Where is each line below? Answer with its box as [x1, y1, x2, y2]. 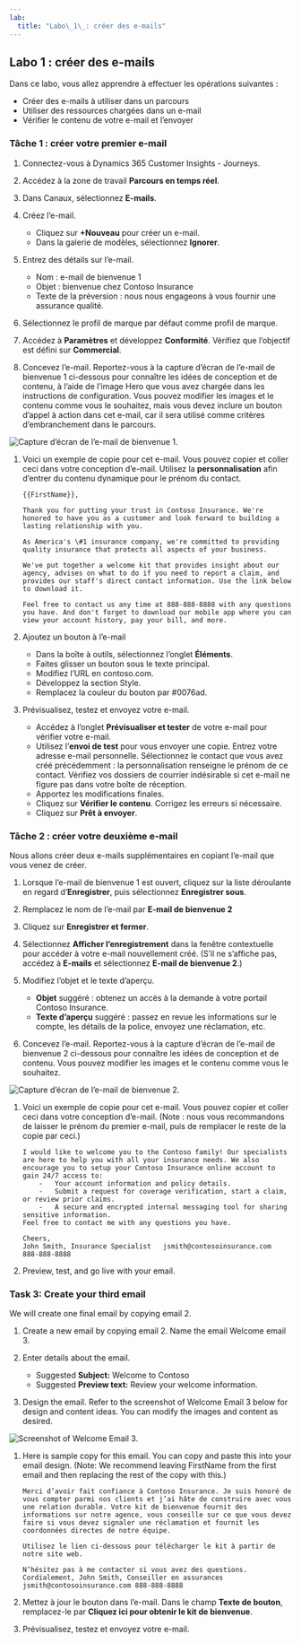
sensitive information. [21, 1210, 112, 1220]
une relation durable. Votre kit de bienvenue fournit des [21, 1503, 248, 1512]
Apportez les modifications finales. [35, 788, 165, 799]
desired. [21, 1416, 54, 1427]
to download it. [21, 584, 83, 593]
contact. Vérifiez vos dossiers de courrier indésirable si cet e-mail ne [35, 769, 291, 780]
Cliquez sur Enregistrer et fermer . [21, 921, 150, 932]
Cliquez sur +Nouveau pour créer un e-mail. [35, 227, 200, 238]
